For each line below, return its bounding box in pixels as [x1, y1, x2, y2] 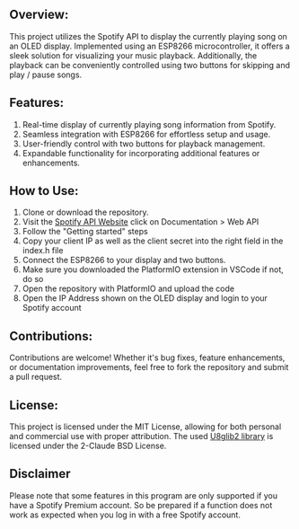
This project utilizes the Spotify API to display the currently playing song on [9, 31, 287, 41]
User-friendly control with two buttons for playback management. [22, 138, 266, 149]
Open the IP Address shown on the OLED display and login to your [22, 293, 268, 304]
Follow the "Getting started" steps [22, 226, 148, 237]
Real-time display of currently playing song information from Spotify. [22, 119, 277, 129]
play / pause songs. [9, 69, 83, 80]
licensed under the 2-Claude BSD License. [9, 440, 167, 452]
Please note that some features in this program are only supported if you [9, 489, 278, 501]
